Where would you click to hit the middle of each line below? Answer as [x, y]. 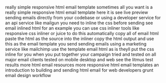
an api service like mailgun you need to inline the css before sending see [79, 23]
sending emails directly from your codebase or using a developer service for [83, 18]
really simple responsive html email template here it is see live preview [77, 12]
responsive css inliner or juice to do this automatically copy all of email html [82, 33]
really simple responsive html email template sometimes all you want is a [79, 7]
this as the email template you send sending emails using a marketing [76, 44]
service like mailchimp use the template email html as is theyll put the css [80, 49]
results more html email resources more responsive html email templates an [82, 65]
